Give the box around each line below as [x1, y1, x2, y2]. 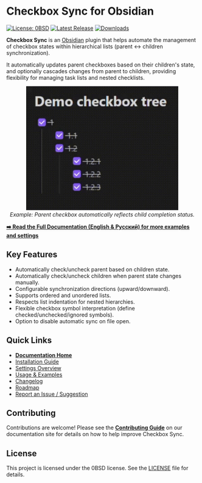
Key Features [6, 249, 58, 260]
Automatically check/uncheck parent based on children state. [15, 265, 170, 273]
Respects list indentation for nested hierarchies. [15, 298, 135, 306]
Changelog [15, 377, 43, 385]
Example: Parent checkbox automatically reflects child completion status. [10, 210, 195, 218]
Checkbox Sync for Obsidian [6, 4, 154, 18]
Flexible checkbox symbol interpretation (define [15, 304, 135, 312]
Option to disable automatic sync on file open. [15, 317, 131, 324]
